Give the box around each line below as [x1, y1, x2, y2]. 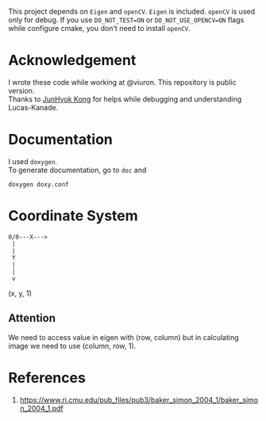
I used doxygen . [8, 156, 58, 166]
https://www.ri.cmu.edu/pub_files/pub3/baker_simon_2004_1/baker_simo [19, 395, 259, 404]
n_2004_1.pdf [19, 404, 64, 413]
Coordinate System [8, 207, 139, 225]
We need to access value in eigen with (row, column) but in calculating [8, 332, 240, 342]
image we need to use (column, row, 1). [8, 341, 137, 350]
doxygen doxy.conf [8, 180, 69, 189]
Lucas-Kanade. [8, 102, 59, 112]
